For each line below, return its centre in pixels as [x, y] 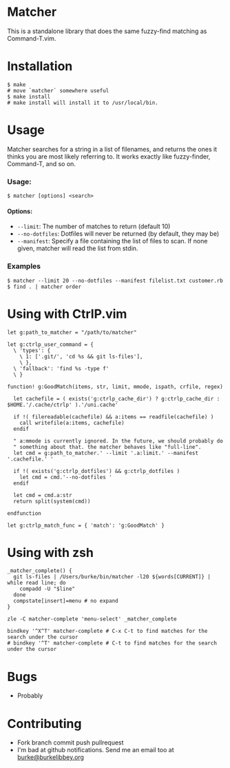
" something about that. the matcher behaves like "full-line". [107, 447]
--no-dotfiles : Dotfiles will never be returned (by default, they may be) [118, 234]
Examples [24, 266]
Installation [40, 67]
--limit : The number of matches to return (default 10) [94, 226]
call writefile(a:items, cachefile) [72, 423]
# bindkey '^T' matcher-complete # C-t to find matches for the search [112, 643]
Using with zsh [51, 553]
